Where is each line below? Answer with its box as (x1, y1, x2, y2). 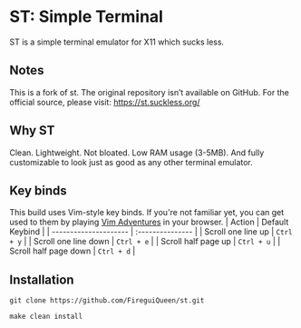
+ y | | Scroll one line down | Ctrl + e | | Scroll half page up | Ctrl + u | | (9, 236, 281, 247)
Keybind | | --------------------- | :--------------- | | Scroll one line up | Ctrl (9, 226, 293, 237)
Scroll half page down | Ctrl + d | (9, 245, 136, 256)
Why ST (9, 123, 55, 138)
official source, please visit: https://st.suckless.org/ (9, 96, 200, 107)
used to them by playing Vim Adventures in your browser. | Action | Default (9, 216, 289, 228)
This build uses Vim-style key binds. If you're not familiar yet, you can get (9, 207, 285, 218)
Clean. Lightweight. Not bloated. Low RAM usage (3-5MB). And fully (9, 147, 265, 158)
